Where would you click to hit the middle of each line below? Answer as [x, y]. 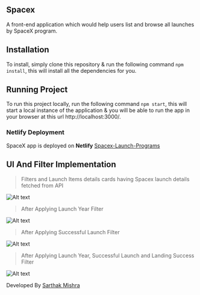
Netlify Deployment [36, 132]
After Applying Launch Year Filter [62, 209]
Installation [28, 50]
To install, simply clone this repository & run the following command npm [95, 64]
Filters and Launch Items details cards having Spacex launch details [105, 179]
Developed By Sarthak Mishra [43, 285]
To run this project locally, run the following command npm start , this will [97, 104]
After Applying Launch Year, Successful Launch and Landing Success [108, 255]
